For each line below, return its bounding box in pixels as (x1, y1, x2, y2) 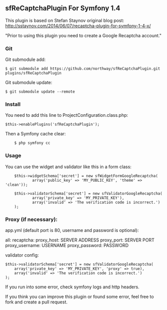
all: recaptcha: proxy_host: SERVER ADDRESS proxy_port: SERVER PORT (5, 237, 154, 243)
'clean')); (5, 182, 28, 187)
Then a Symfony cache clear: (5, 131, 66, 137)
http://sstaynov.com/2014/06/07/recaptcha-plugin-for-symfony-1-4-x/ (5, 23, 151, 29)
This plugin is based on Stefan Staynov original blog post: (5, 17, 124, 23)
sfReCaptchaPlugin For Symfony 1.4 (5, 4, 120, 13)
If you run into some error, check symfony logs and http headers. (5, 284, 139, 290)
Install (5, 101, 21, 108)
